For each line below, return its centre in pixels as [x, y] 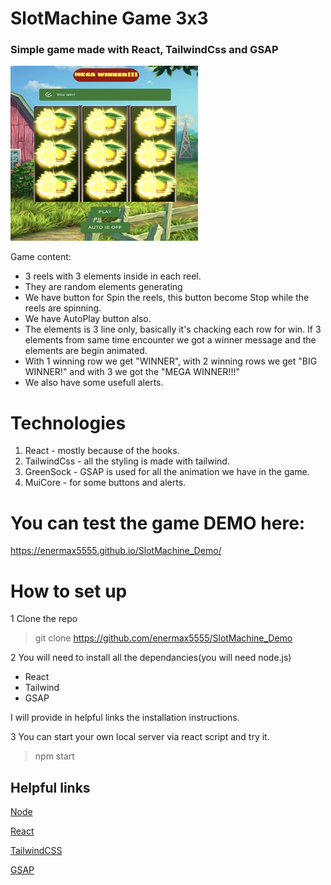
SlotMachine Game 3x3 [109, 18]
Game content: [41, 257]
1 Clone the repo [44, 619]
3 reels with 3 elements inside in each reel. [113, 276]
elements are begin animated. [86, 351]
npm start [54, 756]
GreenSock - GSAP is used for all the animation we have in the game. [167, 472]
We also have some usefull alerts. [94, 383]
